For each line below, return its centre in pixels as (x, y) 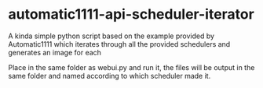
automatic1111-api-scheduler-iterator (131, 14)
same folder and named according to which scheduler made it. (110, 76)
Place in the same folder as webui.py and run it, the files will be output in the (131, 67)
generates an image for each (55, 52)
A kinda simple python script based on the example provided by (111, 36)
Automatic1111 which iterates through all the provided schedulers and (119, 44)
